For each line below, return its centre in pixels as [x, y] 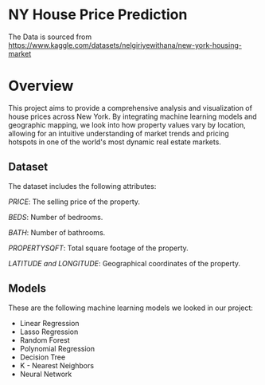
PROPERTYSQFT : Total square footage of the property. [98, 248]
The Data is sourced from [50, 37]
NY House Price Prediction [98, 15]
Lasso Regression [49, 332]
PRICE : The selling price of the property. [74, 202]
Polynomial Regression [57, 348]
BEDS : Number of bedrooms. [56, 217]
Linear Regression [49, 323]
